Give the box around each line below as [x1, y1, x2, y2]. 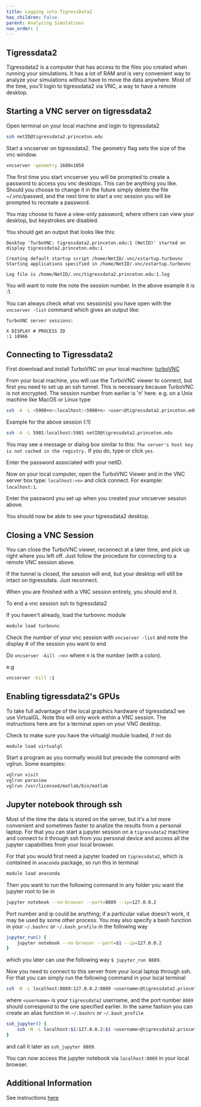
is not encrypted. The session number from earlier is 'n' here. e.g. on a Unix [6, 390, 193, 397]
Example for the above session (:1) [6, 418, 92, 425]
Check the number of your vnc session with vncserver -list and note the [6, 634, 188, 641]
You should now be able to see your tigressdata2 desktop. [6, 513, 150, 520]
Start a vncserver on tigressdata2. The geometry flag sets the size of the [6, 144, 186, 151]
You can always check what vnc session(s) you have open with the [6, 300, 172, 307]
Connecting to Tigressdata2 [6, 349, 114, 360]
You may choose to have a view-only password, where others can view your [6, 210, 194, 217]
